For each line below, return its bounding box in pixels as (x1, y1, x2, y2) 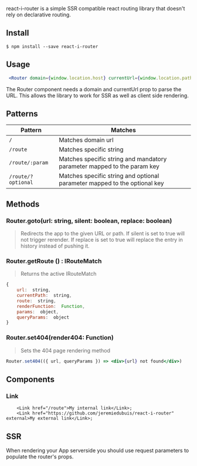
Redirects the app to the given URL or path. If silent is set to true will (20, 230, 185, 237)
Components (6, 374, 55, 384)
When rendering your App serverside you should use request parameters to (6, 447, 189, 454)
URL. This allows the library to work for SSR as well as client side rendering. (6, 92, 189, 99)
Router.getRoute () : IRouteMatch (6, 257, 102, 265)
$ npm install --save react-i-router (6, 43, 98, 49)
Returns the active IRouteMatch (20, 270, 97, 277)
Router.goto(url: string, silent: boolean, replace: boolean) (6, 217, 172, 225)
